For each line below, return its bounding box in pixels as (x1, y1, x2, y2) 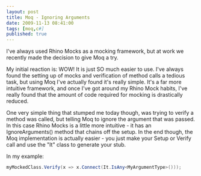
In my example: (6, 153, 44, 160)
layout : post (6, 8, 39, 15)
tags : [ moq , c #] (6, 25, 45, 32)
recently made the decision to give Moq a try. (6, 54, 119, 61)
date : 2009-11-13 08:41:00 (6, 20, 74, 26)
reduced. (6, 97, 29, 105)
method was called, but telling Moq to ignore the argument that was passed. (6, 115, 196, 123)
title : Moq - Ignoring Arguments (6, 14, 90, 20)
